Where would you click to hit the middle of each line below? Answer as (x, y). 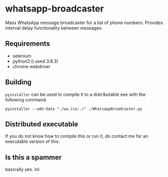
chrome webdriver (32, 66)
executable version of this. (33, 141)
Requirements (28, 44)
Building (18, 82)
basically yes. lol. (23, 169)
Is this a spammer (33, 157)
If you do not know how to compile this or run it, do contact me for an (77, 136)
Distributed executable (42, 124)
